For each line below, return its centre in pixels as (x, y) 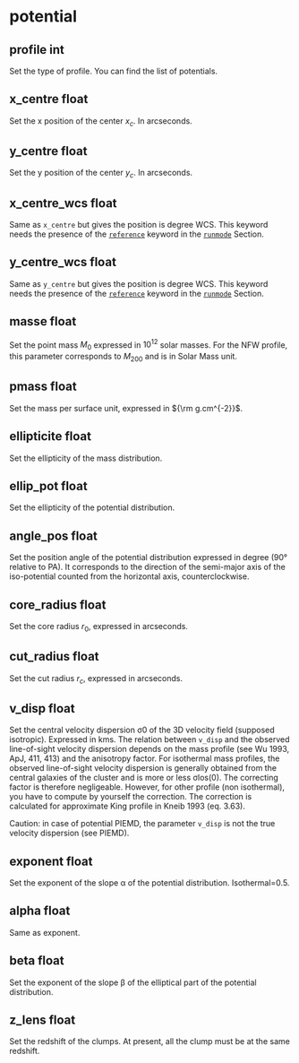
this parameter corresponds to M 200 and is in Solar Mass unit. (123, 358)
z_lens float (43, 1020)
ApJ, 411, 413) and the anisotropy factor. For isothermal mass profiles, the (145, 758)
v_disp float (42, 709)
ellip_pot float (48, 486)
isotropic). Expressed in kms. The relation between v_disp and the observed (149, 739)
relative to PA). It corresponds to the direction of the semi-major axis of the (148, 567)
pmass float (43, 387)
